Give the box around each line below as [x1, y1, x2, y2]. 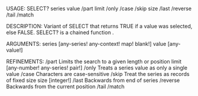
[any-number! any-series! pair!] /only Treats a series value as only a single [6, 64, 188, 71]
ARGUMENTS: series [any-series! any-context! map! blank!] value [6, 41, 167, 47]
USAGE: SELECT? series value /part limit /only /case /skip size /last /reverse [6, 5, 192, 12]
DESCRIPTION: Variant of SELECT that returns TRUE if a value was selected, [6, 23, 193, 29]
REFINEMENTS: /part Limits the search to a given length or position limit [6, 58, 182, 65]
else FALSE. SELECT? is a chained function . [6, 29, 114, 36]
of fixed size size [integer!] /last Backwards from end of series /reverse [6, 77, 180, 84]
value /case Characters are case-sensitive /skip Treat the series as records [6, 71, 190, 77]
